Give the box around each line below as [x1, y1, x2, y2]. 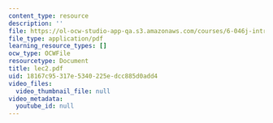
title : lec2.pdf [8, 65, 63, 73]
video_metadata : [8, 95, 63, 103]
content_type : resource [8, 11, 89, 20]
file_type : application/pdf [8, 34, 104, 43]
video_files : [8, 79, 53, 87]
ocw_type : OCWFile [8, 49, 71, 57]
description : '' [8, 19, 63, 28]
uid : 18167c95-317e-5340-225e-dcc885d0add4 [8, 72, 158, 80]
